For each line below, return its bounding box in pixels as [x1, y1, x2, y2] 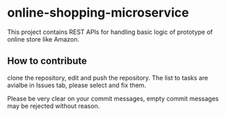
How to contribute [7, 55, 88, 67]
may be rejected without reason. [7, 102, 100, 110]
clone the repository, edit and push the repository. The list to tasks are [7, 73, 209, 82]
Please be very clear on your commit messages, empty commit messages [7, 94, 219, 102]
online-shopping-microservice [7, 5, 189, 21]
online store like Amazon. [7, 35, 80, 43]
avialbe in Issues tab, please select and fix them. [7, 81, 147, 89]
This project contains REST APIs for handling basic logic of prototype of [7, 28, 213, 36]
